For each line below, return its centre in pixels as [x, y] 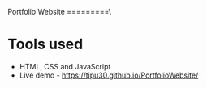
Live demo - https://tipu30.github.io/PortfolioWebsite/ [109, 75]
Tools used [45, 44]
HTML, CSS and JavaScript [65, 66]
